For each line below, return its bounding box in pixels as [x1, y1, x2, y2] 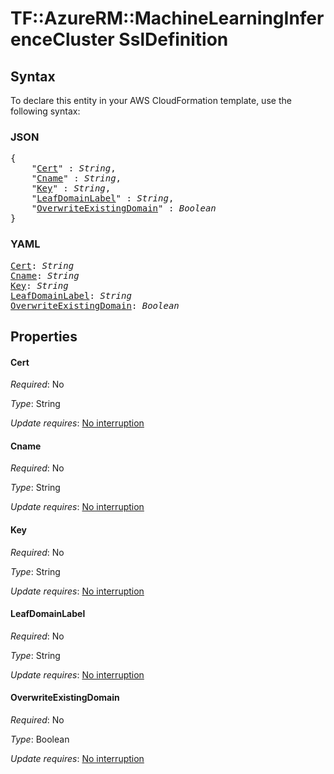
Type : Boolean [10, 733, 70, 745]
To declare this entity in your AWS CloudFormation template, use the [10, 95, 292, 106]
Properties [10, 328, 78, 345]
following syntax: [10, 105, 81, 117]
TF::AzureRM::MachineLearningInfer [10, 7, 325, 30]
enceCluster [10, 28, 115, 51]
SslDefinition [118, 28, 229, 51]
